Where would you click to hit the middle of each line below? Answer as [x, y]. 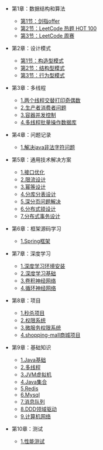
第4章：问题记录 [31, 135]
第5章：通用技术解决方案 [42, 160]
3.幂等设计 [33, 187]
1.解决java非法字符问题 [48, 147]
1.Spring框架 [35, 241]
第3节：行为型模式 [43, 75]
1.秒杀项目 [32, 313]
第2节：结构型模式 [43, 68]
